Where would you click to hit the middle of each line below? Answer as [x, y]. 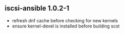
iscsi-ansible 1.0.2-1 [37, 8]
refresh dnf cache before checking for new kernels [65, 20]
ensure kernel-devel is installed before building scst [66, 26]
